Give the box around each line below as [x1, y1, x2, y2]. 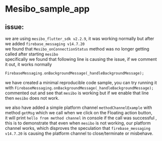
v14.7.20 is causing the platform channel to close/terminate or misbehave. [5, 130, 154, 136]
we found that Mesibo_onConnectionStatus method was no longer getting [5, 46, 149, 52]
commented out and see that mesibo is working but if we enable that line [5, 90, 149, 96]
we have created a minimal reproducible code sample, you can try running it [5, 79, 157, 86]
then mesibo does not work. [5, 95, 60, 101]
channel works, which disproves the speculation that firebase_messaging [5, 125, 151, 131]
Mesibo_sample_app [5, 3, 90, 15]
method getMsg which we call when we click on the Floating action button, [5, 109, 153, 115]
